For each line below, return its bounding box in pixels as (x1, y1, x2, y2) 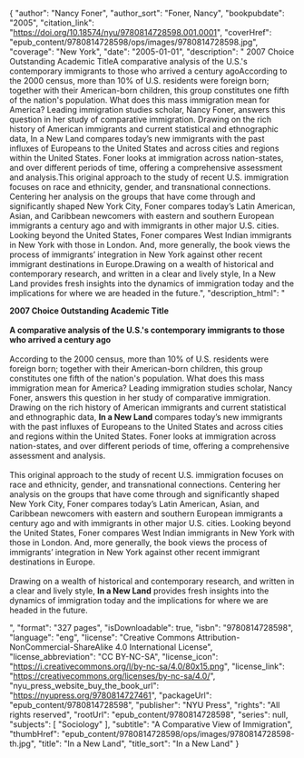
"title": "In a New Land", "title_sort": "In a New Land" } (37, 738, 240, 749)
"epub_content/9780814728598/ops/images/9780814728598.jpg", (9, 36, 259, 47)
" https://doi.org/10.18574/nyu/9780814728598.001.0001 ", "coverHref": (9, 27, 272, 37)
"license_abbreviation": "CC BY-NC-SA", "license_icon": (9, 652, 219, 662)
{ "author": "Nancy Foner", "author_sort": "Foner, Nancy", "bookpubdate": (9, 8, 285, 18)
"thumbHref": (9, 729, 60, 739)
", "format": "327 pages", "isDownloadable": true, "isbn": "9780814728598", (9, 623, 293, 633)
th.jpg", (9, 738, 36, 749)
